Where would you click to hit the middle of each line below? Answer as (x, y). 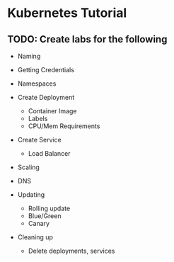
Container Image (52, 111)
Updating (31, 195)
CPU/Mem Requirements (64, 126)
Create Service (39, 140)
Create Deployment (46, 97)
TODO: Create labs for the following (87, 39)
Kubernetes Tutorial (67, 13)
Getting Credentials (46, 70)
